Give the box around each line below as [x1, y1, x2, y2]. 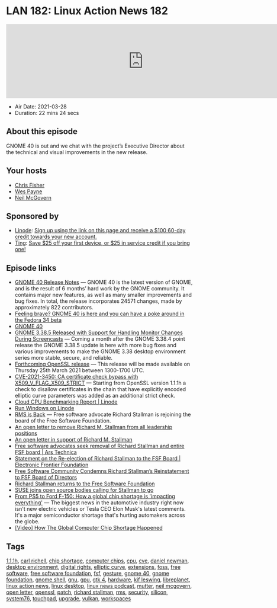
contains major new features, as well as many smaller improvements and [14, 292, 192, 299]
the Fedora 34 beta [14, 316, 62, 324]
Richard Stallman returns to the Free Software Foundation [14, 480, 155, 487]
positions [14, 430, 37, 437]
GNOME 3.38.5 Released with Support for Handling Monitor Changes [14, 329, 183, 336]
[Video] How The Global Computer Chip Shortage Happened [14, 524, 163, 532]
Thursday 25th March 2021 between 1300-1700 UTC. [14, 367, 145, 374]
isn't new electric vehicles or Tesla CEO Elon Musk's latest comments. [14, 505, 186, 513]
